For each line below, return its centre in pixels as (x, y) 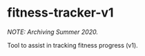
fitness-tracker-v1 (60, 13)
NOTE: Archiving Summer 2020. (53, 32)
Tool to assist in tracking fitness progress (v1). (72, 45)
